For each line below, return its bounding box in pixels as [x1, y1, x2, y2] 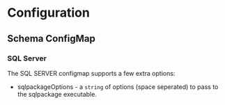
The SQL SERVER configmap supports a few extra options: [7, 69, 176, 77]
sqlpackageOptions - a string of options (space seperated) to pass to [17, 82, 219, 91]
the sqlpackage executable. [17, 90, 98, 98]
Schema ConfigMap [7, 33, 95, 45]
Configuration [7, 5, 91, 21]
